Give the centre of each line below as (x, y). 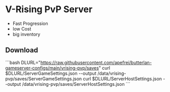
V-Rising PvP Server (49, 9)
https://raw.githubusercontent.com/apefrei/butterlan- (96, 63)
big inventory (26, 34)
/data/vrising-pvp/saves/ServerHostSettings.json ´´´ (76, 84)
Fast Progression (30, 23)
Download (22, 50)
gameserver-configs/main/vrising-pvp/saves (52, 68)
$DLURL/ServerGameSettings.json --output (51, 73)
